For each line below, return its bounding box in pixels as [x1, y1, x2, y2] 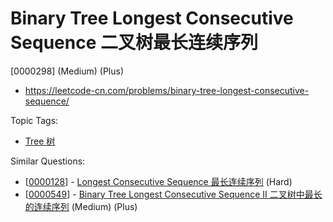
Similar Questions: [10, 155, 86, 167]
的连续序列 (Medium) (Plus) [24, 200, 138, 212]
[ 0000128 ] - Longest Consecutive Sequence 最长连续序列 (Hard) [24, 175, 293, 187]
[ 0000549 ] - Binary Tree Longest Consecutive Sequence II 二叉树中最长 [24, 188, 323, 200]
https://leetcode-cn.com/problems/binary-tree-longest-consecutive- [24, 84, 310, 96]
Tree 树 [24, 135, 56, 147]
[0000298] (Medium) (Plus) [10, 65, 125, 77]
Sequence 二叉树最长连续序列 [10, 32, 258, 54]
